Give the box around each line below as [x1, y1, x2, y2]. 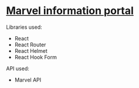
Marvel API [14, 76, 42, 83]
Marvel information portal [6, 4, 134, 18]
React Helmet [14, 47, 48, 54]
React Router [14, 41, 46, 48]
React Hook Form [14, 53, 57, 60]
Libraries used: [6, 23, 42, 31]
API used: [6, 65, 29, 72]
